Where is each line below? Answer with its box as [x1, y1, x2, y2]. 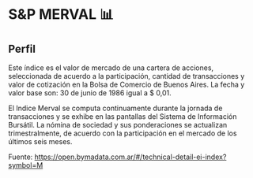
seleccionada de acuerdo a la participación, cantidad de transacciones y [8, 72, 245, 80]
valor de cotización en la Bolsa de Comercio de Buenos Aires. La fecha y [8, 80, 245, 89]
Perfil [8, 42, 36, 55]
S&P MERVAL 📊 [8, 6, 115, 24]
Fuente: [8, 152, 33, 161]
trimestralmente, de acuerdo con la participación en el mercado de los [8, 128, 237, 138]
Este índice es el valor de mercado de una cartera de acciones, [8, 63, 214, 72]
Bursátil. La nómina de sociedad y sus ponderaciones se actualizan [8, 121, 228, 129]
